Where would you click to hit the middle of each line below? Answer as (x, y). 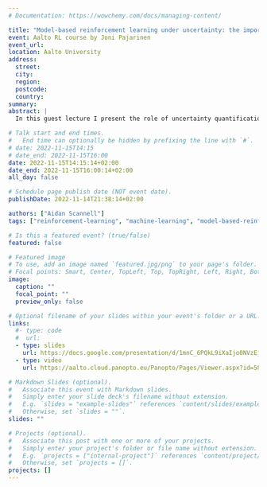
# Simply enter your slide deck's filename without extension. (118, 397)
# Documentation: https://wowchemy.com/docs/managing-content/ (115, 16)
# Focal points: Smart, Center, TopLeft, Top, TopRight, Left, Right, (128, 272)
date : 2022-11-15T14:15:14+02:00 (64, 163)
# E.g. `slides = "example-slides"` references (92, 404)
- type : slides (41, 346)
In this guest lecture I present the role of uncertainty (114, 119)
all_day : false (33, 177)
